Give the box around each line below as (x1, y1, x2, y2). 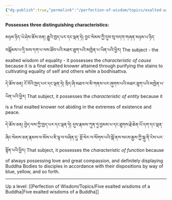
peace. (5, 109, 20, 115)
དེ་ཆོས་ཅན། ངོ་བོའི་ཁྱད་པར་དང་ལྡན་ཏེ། (5, 80, 64, 86)
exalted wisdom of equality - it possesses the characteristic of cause (5, 57, 152, 63)
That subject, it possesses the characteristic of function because (26, 147, 164, 153)
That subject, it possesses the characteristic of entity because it (27, 93, 163, 99)
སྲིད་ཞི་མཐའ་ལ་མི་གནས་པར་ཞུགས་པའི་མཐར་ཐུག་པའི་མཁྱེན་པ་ (65, 80, 164, 86)
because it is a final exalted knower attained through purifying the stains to (5, 63, 163, 69)
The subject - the (122, 47, 159, 53)
